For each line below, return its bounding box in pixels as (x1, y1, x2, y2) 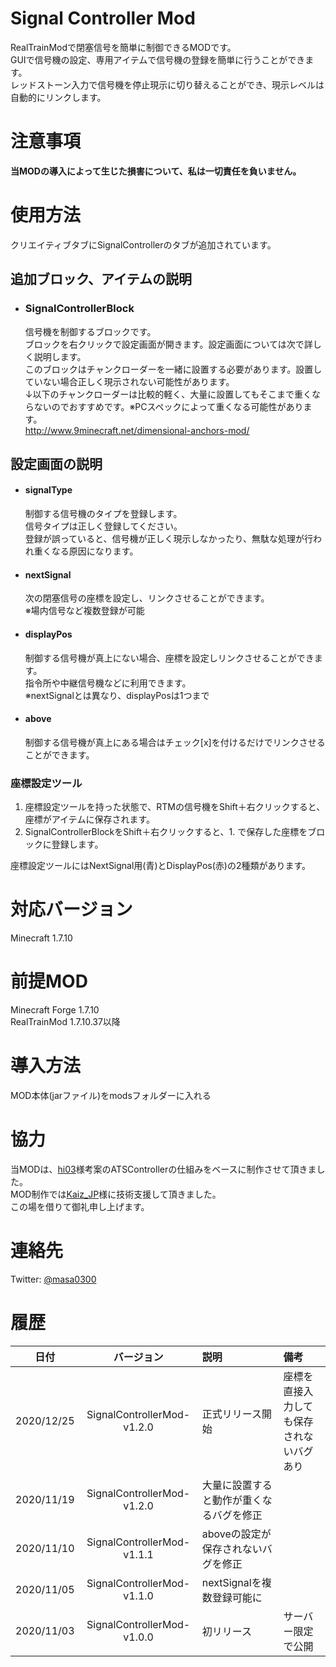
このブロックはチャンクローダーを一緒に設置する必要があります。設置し (24, 363, 323, 375)
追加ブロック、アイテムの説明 (10, 271, 193, 288)
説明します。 (33, 350, 87, 362)
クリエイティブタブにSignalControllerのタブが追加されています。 (10, 238, 277, 251)
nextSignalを (201, 1575, 262, 1589)
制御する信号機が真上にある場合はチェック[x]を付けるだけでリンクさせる (24, 736, 326, 748)
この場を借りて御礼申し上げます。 (10, 1200, 150, 1212)
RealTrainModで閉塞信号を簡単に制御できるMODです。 (10, 41, 237, 53)
